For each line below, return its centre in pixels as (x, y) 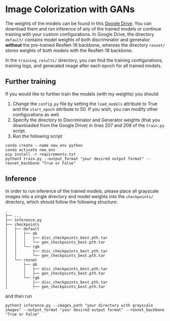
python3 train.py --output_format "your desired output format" (75, 158)
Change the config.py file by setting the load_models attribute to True (85, 104)
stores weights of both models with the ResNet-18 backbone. (69, 50)
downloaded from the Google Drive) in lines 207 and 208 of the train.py (89, 125)
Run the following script (37, 136)
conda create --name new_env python (44, 145)
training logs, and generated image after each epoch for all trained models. (83, 66)
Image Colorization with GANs (70, 9)
